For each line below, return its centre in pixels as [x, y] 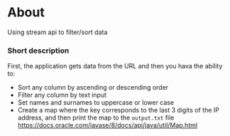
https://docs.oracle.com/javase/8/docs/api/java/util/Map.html [107, 125]
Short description [38, 51]
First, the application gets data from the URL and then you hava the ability [115, 66]
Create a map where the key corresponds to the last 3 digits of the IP [119, 110]
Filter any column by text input [62, 95]
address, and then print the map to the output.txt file [96, 117]
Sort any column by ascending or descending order [93, 88]
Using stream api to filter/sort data [57, 32]
